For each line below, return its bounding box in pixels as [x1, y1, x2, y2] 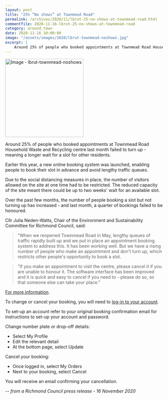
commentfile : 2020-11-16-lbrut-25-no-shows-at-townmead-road [5, 21, 135, 27]
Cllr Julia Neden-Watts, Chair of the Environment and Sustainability [5, 217, 143, 223]
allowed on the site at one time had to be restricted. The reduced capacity [5, 181, 158, 188]
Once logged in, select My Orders [12, 363, 82, 369]
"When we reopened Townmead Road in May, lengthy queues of [17, 232, 151, 238]
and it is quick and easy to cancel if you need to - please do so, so [17, 274, 154, 280]
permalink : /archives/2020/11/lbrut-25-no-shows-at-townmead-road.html [5, 17, 157, 22]
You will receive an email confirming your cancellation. [5, 378, 117, 384]
